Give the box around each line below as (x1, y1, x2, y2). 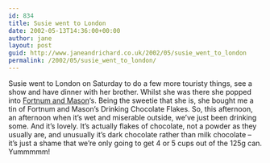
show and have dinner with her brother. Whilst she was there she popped (8, 87, 251, 96)
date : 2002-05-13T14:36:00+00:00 (8, 26, 121, 35)
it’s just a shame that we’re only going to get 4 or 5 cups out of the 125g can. (8, 138, 263, 148)
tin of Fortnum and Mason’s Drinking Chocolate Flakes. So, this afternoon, (8, 104, 253, 113)
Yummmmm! (8, 146, 51, 157)
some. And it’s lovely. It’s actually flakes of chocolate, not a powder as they (8, 121, 257, 131)
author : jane (8, 34, 52, 43)
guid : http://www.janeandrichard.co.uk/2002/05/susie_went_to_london (8, 49, 247, 57)
